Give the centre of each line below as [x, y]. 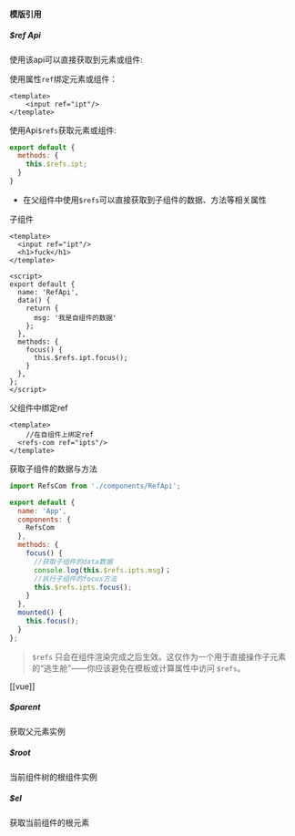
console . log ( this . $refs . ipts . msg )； [102, 570]
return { [42, 308]
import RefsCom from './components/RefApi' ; [95, 486]
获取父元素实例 [37, 731]
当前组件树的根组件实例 [53, 777]
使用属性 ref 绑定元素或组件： [64, 78]
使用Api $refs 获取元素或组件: [63, 130]
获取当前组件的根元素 [49, 822]
